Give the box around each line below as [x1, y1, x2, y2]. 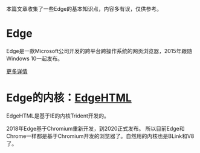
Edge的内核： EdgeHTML [6, 91, 132, 105]
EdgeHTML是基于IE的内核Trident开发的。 [6, 112, 110, 119]
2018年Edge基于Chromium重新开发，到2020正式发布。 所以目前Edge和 [6, 125, 185, 132]
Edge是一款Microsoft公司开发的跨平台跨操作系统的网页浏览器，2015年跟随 [6, 47, 192, 54]
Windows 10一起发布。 [6, 55, 63, 62]
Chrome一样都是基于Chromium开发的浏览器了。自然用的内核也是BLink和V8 [6, 132, 195, 140]
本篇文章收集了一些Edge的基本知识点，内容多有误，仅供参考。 [6, 5, 162, 12]
